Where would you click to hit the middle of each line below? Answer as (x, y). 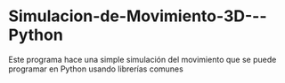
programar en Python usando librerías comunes (96, 69)
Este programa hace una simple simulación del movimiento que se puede (142, 59)
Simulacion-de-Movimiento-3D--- (138, 16)
